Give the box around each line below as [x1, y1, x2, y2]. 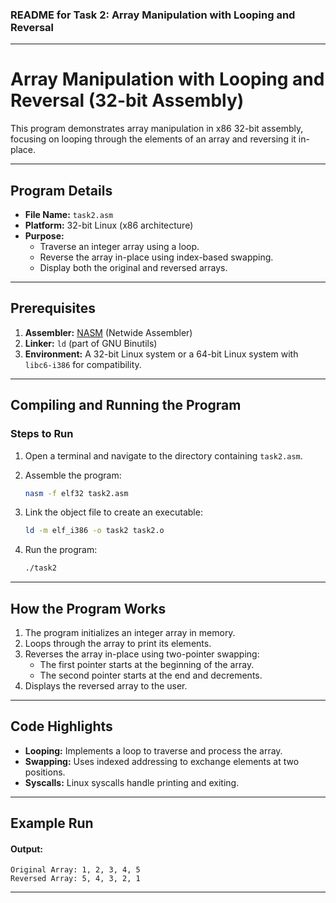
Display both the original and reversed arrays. [39, 262, 228, 274]
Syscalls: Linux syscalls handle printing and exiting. [24, 776, 240, 788]
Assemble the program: [24, 469, 122, 481]
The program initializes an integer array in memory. [24, 626, 236, 638]
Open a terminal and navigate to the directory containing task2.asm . [24, 449, 303, 462]
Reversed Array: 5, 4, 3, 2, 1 [10, 874, 141, 884]
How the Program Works [10, 600, 167, 617]
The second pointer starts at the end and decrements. [39, 669, 263, 681]
